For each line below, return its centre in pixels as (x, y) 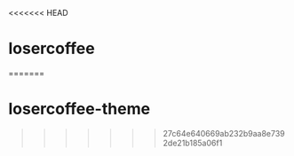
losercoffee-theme (79, 109)
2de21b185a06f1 (193, 143)
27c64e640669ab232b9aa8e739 (224, 133)
